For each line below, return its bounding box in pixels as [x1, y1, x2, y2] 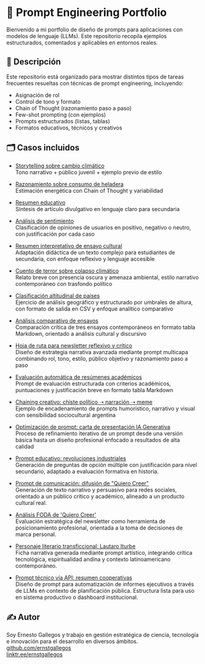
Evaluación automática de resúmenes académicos [15, 373, 143, 380]
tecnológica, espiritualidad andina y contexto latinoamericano [15, 555, 171, 563]
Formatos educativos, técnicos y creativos [15, 124, 122, 131]
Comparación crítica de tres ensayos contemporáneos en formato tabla [15, 323, 196, 331]
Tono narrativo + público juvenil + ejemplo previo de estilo [15, 168, 162, 176]
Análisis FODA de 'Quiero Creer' [15, 511, 97, 518]
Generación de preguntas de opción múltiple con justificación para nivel [15, 461, 197, 468]
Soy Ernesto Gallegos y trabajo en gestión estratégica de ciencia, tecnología [6, 631, 199, 639]
